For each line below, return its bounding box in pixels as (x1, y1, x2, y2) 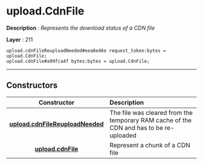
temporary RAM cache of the (109, 116, 192, 125)
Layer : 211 (6, 36, 33, 43)
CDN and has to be (109, 123, 164, 132)
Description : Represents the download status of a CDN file (6, 24, 155, 31)
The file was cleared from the (109, 108, 193, 117)
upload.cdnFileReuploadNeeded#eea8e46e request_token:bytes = (6, 47, 166, 54)
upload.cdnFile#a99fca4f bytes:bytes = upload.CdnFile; (6, 58, 150, 64)
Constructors (6, 80, 58, 91)
